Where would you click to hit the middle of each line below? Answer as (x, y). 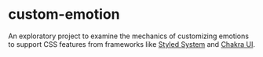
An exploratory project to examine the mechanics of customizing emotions (129, 36)
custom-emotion (64, 14)
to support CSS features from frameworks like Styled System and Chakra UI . (131, 44)
